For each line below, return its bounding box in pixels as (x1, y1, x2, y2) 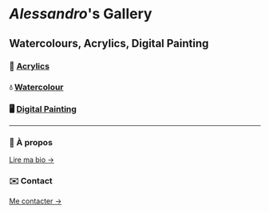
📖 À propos (9, 136, 53, 148)
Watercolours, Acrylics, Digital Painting (9, 37, 209, 50)
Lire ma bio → (9, 155, 55, 164)
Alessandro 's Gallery (9, 5, 152, 23)
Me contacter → (9, 196, 62, 206)
